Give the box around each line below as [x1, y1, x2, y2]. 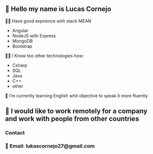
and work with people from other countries [5, 115, 139, 123]
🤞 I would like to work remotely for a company [5, 107, 148, 116]
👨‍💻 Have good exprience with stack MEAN [5, 18, 92, 24]
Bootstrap [12, 43, 32, 49]
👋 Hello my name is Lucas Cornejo [5, 5, 112, 13]
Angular [12, 28, 29, 33]
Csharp [12, 62, 28, 68]
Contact [5, 129, 25, 136]
